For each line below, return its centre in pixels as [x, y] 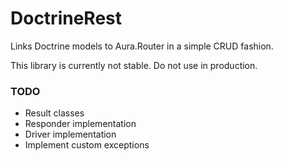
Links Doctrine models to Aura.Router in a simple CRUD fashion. [142, 46]
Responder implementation [80, 124]
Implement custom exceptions [87, 145]
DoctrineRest [66, 18]
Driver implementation [70, 134]
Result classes [54, 113]
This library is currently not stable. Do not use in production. [134, 65]
